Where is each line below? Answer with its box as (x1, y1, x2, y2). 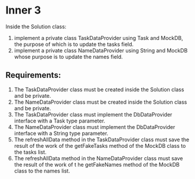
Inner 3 (5, 4, 41, 17)
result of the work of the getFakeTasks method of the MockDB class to (14, 142, 186, 149)
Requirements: (5, 70, 61, 80)
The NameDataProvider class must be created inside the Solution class (14, 98, 187, 105)
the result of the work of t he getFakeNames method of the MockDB (14, 161, 180, 168)
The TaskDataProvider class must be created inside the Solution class (14, 86, 184, 93)
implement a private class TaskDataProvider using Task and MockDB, (14, 34, 184, 41)
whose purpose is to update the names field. (14, 53, 123, 60)
